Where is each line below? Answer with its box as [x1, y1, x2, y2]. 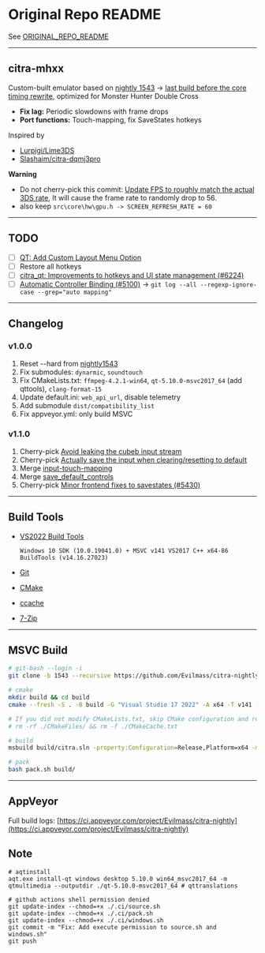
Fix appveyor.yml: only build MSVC [19, 409, 133, 418]
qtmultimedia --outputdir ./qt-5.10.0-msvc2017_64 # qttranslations [8, 882, 238, 890]
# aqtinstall [8, 868, 51, 876]
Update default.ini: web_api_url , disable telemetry [19, 392, 181, 402]
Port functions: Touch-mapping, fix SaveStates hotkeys [19, 114, 203, 124]
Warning [8, 169, 37, 178]
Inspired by [8, 130, 45, 140]
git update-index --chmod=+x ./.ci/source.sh [8, 902, 160, 910]
